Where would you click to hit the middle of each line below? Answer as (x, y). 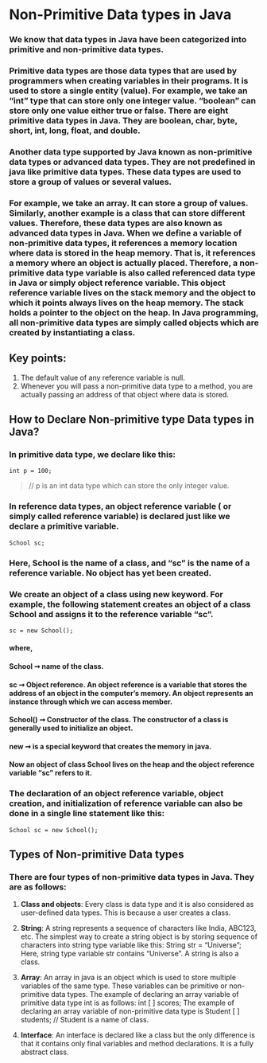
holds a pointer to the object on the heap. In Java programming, (134, 312)
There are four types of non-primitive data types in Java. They (132, 877)
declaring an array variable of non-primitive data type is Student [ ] (130, 1011)
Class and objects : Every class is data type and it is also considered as (137, 905)
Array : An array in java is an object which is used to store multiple (128, 978)
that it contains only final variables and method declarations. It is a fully (137, 1044)
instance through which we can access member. (91, 702)
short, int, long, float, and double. (75, 131)
